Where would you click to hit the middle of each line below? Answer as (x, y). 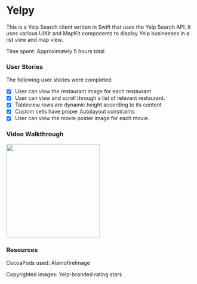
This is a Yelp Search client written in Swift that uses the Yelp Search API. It (98, 27)
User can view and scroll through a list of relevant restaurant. (90, 98)
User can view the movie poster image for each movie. (82, 118)
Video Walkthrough (35, 134)
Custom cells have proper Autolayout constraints (75, 112)
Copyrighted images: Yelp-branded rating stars (64, 274)
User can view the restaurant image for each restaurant (83, 91)
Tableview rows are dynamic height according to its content (88, 105)
